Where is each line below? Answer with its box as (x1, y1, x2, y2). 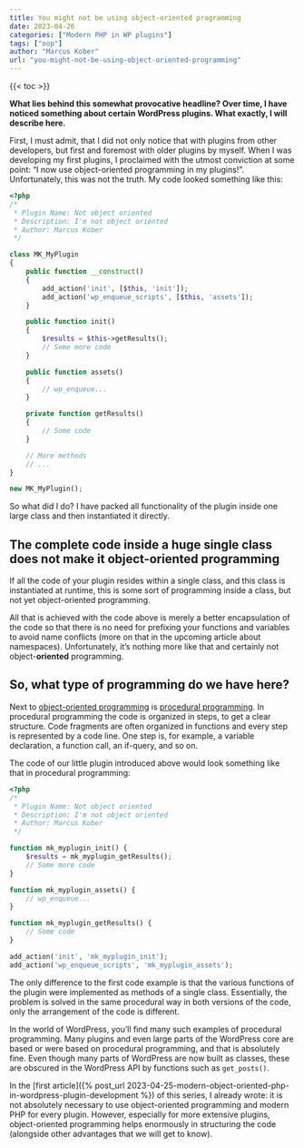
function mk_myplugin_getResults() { (9, 919, 152, 928)
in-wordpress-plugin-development (9, 1089, 139, 1101)
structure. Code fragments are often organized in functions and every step (9, 720, 289, 731)
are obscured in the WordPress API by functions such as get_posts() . (9, 1062, 270, 1073)
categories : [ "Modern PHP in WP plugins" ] (9, 30, 172, 39)
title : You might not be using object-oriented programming (9, 13, 242, 23)
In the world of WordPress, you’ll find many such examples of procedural (9, 1023, 282, 1034)
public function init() (25, 317, 116, 327)
